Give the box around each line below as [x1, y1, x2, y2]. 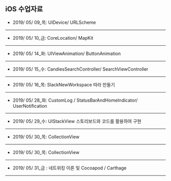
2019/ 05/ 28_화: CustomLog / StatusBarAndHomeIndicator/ [12, 97, 138, 103]
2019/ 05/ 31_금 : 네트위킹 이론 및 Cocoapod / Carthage [12, 165, 127, 171]
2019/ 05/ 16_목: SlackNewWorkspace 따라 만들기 [12, 81, 116, 87]
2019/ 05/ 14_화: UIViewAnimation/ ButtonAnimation [12, 50, 121, 56]
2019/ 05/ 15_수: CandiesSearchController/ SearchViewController [12, 66, 149, 72]
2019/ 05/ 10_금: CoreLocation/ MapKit [12, 35, 94, 41]
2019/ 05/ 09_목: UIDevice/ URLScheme [12, 19, 96, 25]
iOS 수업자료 [5, 5, 43, 14]
